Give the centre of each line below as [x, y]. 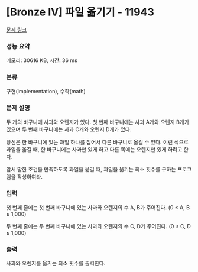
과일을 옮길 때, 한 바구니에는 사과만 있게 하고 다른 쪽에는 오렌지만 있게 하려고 [94, 149]
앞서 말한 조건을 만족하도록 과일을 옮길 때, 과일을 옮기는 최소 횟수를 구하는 [91, 169]
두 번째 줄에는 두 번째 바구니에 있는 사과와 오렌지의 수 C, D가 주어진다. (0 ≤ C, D [98, 226]
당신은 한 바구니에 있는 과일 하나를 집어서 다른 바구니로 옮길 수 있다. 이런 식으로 [98, 142]
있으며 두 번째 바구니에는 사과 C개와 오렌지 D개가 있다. [69, 129]
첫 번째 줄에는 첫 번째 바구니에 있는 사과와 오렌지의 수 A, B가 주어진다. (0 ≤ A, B [98, 208]
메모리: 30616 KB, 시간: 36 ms [42, 60]
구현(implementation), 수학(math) [46, 91]
